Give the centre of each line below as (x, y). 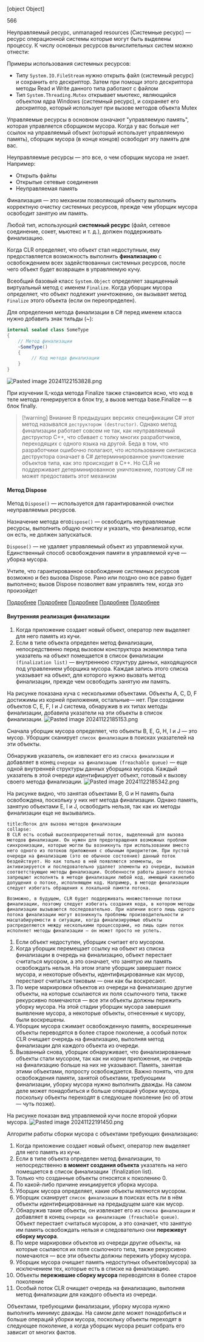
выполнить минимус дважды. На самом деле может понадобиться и (97, 1313)
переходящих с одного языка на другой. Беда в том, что (95, 443)
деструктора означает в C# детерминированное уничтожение (103, 457)
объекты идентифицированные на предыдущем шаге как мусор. (100, 1204)
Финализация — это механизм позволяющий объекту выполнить (92, 200)
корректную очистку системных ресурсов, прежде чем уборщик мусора (102, 207)
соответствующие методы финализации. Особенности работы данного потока (101, 872)
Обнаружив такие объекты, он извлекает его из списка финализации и (105, 1210)
